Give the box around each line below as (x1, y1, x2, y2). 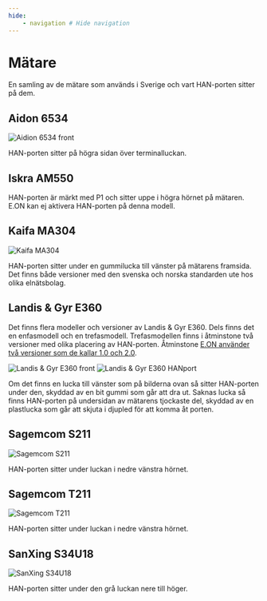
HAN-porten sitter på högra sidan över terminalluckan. (8, 149, 187, 158)
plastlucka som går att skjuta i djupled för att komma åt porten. (8, 404, 214, 414)
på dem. (8, 89, 36, 98)
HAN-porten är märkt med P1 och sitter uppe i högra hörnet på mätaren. (8, 193, 245, 202)
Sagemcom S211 (8, 428, 92, 441)
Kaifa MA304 (8, 225, 77, 238)
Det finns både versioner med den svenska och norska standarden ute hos (8, 269, 253, 279)
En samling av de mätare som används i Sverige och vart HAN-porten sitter (8, 80, 255, 90)
